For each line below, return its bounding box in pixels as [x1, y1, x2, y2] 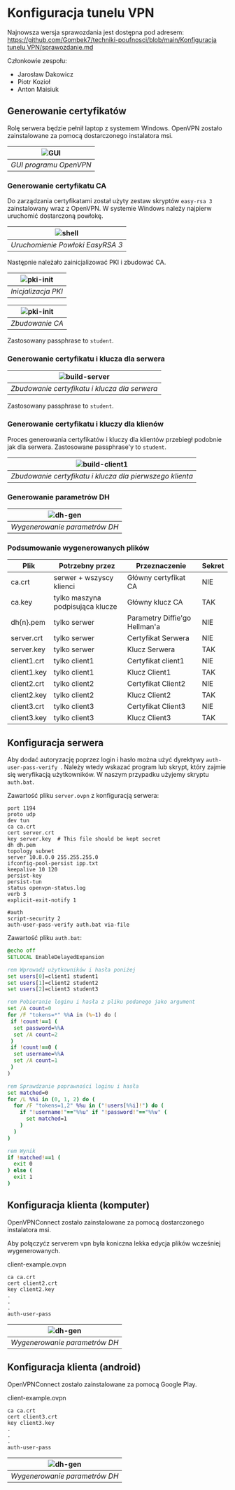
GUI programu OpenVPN [10, 160, 92, 170]
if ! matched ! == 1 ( [7, 1154, 61, 1161]
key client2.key [7, 1285, 55, 1293]
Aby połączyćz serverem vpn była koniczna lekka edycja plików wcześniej [7, 1239, 221, 1248]
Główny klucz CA [127, 598, 183, 607]
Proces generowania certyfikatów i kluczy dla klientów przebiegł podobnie [7, 435, 222, 443]
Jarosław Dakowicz [17, 70, 73, 78]
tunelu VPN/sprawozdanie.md [7, 43, 94, 51]
